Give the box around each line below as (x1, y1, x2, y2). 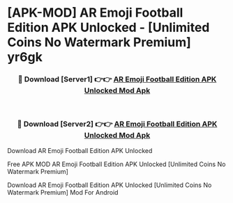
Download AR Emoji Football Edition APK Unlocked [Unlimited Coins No (7, 181, 212, 189)
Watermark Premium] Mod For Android (7, 188, 119, 196)
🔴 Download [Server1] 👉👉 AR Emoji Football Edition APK (17, 74, 217, 84)
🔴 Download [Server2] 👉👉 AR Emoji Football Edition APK (17, 120, 218, 129)
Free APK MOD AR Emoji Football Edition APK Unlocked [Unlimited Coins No (7, 160, 226, 168)
